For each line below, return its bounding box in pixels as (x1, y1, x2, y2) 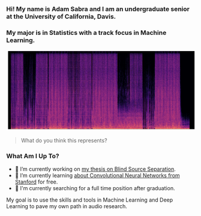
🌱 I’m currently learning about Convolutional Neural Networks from (14, 172, 180, 179)
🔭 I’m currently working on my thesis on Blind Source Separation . (14, 165, 176, 173)
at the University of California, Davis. (6, 12, 116, 20)
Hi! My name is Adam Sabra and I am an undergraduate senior (6, 5, 190, 13)
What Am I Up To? (6, 152, 59, 160)
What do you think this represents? (20, 137, 107, 144)
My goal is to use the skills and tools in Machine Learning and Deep (6, 196, 173, 203)
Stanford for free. (14, 178, 58, 185)
